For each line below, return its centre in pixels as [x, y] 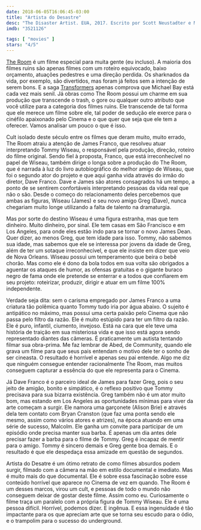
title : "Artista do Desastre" [44, 17]
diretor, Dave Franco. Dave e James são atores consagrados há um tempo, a [100, 181]
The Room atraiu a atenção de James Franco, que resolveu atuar [86, 143]
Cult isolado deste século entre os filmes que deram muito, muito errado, [96, 137]
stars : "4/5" [22, 45]
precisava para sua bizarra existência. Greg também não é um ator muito [96, 395]
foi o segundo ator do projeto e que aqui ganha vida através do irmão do [95, 175]
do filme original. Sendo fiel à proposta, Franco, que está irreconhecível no [98, 156]
